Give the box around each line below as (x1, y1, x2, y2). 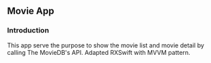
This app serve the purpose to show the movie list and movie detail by (7, 41, 205, 49)
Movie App (7, 5, 55, 17)
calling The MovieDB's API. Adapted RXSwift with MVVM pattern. (7, 48, 191, 56)
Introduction (7, 26, 49, 35)
